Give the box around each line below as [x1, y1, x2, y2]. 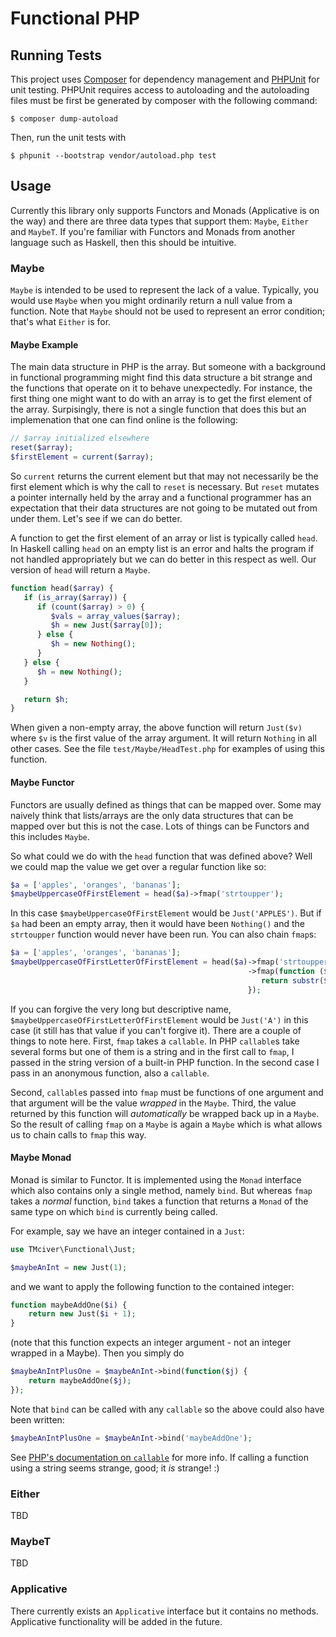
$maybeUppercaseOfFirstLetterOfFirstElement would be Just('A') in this [10, 1013, 309, 1026]
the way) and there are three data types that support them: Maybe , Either [10, 215, 310, 227]
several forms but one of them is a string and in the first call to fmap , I [10, 1045, 295, 1057]
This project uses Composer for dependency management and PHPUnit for [10, 73, 320, 85]
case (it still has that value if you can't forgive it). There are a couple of [10, 1024, 302, 1036]
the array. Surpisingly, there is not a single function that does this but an [10, 403, 307, 416]
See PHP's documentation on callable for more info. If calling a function [10, 1451, 309, 1463]
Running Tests [10, 47, 102, 64]
